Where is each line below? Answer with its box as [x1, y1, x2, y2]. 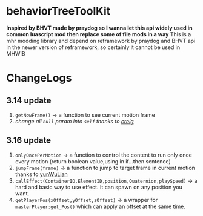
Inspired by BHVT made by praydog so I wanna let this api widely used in [6, 24, 193, 31]
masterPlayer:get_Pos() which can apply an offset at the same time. [15, 203, 186, 210]
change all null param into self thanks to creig [15, 117, 135, 125]
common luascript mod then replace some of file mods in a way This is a [6, 30, 191, 38]
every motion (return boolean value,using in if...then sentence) [15, 157, 171, 165]
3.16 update [6, 135, 52, 146]
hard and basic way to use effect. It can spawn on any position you [15, 183, 183, 191]
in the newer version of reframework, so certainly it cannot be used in [6, 44, 181, 51]
